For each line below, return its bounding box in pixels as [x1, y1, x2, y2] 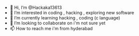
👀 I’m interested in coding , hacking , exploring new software [9, 10, 135, 16]
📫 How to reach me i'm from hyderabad [9, 26, 93, 31]
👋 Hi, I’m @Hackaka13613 [9, 5, 62, 10]
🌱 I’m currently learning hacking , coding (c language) [9, 15, 121, 20]
